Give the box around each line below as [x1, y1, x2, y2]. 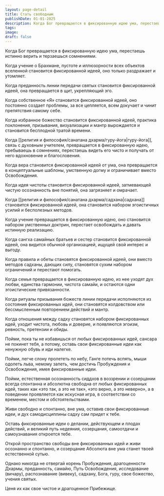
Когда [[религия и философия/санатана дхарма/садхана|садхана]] [5, 196, 145, 202]
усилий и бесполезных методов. [5, 207, 73, 213]
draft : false [5, 35, 32, 40]
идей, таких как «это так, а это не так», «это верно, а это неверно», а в [5, 386, 154, 392]
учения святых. [5, 476, 38, 482]
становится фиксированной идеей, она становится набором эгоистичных [5, 202, 159, 208]
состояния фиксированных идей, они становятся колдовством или [5, 301, 145, 307]
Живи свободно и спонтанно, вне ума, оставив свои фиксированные [5, 406, 149, 412]
